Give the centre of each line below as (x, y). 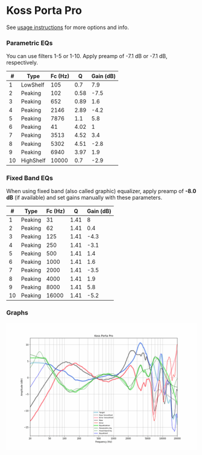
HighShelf (33, 160)
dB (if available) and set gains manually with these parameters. (84, 198)
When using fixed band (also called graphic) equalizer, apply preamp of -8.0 (101, 191)
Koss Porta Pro (44, 11)
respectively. (22, 63)
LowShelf (33, 85)
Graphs (17, 313)
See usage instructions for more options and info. (68, 27)
